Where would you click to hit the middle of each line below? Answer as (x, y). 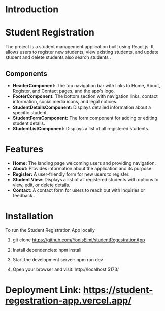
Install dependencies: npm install (47, 250)
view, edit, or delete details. (41, 185)
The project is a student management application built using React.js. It (79, 47)
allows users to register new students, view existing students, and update (82, 52)
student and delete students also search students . (58, 57)
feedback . (24, 195)
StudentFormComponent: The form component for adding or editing (85, 118)
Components (26, 73)
